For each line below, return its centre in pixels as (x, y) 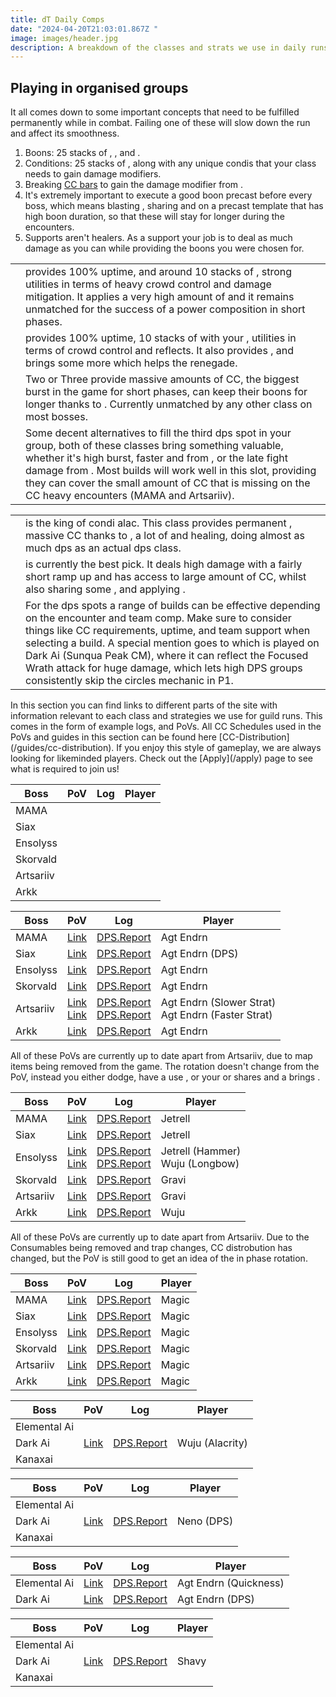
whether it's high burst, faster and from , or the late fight (156, 458)
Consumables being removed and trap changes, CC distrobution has (151, 1248)
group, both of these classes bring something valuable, (154, 446)
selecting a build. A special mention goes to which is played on (172, 643)
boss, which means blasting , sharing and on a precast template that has (174, 206)
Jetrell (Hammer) (201, 1151)
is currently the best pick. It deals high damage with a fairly (164, 564)
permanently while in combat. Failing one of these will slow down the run (160, 123)
